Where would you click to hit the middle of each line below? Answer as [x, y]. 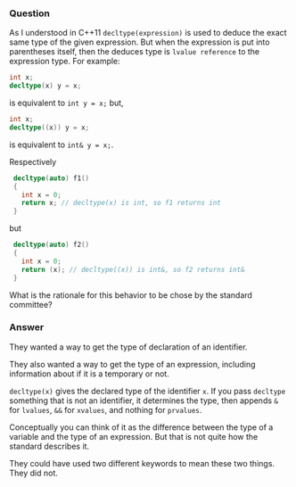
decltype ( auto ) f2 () [51, 245]
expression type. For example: [65, 62]
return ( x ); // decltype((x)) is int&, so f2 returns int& [133, 269]
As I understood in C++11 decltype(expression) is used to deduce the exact [148, 33]
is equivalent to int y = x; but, [66, 103]
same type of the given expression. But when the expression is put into [140, 42]
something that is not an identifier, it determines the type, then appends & [144, 400]
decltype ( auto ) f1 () [51, 178]
